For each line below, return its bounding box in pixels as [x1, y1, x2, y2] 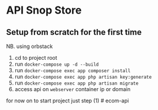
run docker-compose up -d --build [14, 60, 99, 67]
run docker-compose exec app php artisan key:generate [14, 73, 152, 80]
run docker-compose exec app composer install [14, 67, 131, 74]
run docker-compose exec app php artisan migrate [14, 79, 139, 86]
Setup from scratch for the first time [6, 27, 142, 37]
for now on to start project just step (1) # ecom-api [6, 97, 129, 104]
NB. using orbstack [6, 43, 53, 50]
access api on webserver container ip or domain [14, 86, 131, 92]
